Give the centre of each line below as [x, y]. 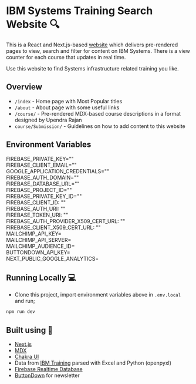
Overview [24, 87]
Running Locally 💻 [41, 277]
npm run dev [21, 312]
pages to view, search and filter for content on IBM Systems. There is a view [98, 50]
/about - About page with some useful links [67, 107]
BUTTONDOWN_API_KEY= [38, 252]
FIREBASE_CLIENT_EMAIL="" [42, 165]
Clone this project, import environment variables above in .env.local [98, 295]
